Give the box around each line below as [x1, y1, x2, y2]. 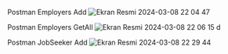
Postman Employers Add [7, 8, 87, 16]
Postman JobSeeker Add [7, 38, 88, 47]
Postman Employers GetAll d [7, 23, 221, 31]
